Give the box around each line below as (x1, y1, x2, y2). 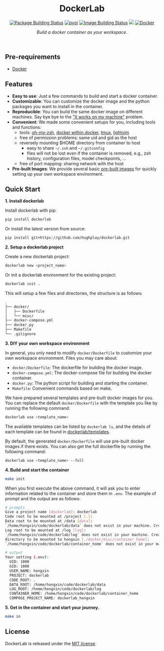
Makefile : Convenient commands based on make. (12, 385, 112, 391)
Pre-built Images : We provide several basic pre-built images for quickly (12, 166, 157, 172)
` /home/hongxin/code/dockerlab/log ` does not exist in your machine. (5, 532, 150, 537)
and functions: (12, 124, 41, 130)
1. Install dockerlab (5, 198, 44, 204)
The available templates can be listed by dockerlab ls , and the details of (5, 424, 151, 429)
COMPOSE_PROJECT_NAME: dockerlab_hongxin (9, 596, 95, 601)
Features (5, 80, 33, 89)
